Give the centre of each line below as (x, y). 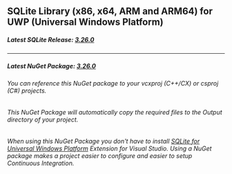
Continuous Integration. (41, 163)
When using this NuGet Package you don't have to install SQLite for (104, 141)
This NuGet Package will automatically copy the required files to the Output (115, 112)
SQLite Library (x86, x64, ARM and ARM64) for (110, 11)
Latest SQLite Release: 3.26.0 (51, 39)
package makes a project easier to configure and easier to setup (100, 155)
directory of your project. (43, 119)
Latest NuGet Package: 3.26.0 (52, 66)
